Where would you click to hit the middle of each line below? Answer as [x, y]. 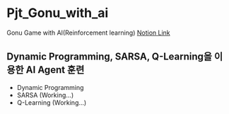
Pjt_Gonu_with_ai [58, 13]
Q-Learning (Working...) [52, 102]
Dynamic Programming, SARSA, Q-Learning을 [110, 57]
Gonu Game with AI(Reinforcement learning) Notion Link [88, 33]
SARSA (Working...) [45, 95]
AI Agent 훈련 [55, 70]
